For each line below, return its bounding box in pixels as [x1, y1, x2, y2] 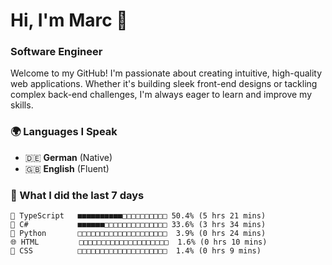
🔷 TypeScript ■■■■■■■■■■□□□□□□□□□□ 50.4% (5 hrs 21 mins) [10, 211, 267, 221]
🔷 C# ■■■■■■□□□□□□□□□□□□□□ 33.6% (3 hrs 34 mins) [10, 220, 267, 230]
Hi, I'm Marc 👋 [10, 9, 128, 32]
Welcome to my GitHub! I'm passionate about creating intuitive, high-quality [10, 67, 323, 79]
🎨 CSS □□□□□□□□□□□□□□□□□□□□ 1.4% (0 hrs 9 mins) [10, 246, 262, 256]
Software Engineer [10, 45, 103, 59]
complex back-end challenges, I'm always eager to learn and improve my [10, 89, 313, 101]
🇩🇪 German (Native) [24, 151, 113, 163]
